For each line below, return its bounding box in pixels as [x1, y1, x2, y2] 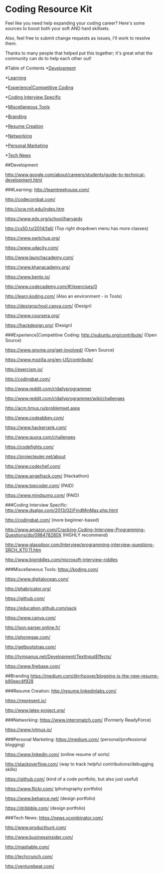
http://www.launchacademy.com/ [5, 254, 74, 260]
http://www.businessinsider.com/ [5, 834, 73, 840]
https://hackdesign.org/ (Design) [5, 322, 72, 328]
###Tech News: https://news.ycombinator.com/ [5, 814, 104, 820]
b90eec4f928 [5, 678, 34, 684]
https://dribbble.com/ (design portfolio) [5, 805, 86, 811]
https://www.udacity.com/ [5, 244, 59, 250]
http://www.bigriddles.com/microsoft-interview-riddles [5, 556, 118, 562]
